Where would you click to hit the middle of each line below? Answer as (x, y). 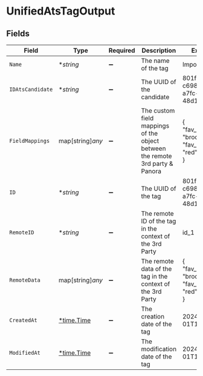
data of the (156, 269)
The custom (158, 110)
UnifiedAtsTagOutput (61, 11)
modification (159, 349)
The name (156, 61)
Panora (151, 171)
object (150, 141)
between (153, 148)
